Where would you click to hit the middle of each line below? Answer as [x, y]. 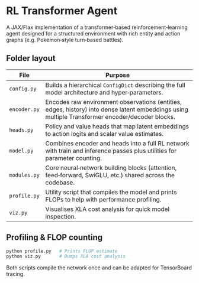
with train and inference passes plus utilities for [111, 151]
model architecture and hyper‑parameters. [104, 92]
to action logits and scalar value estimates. [105, 134]
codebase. [60, 183]
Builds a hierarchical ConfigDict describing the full [115, 85]
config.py [23, 89]
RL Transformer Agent [62, 11]
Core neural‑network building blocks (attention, [111, 168]
